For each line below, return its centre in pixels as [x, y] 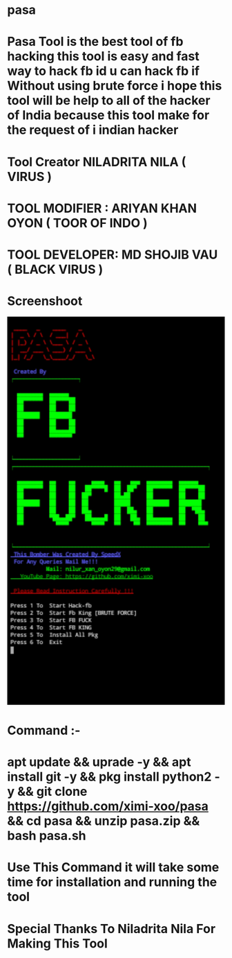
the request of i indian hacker [93, 130]
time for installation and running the [112, 882]
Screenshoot [45, 301]
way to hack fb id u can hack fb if [104, 71]
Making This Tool [58, 943]
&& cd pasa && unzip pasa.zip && [104, 821]
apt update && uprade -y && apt [99, 762]
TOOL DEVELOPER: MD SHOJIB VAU [113, 254]
